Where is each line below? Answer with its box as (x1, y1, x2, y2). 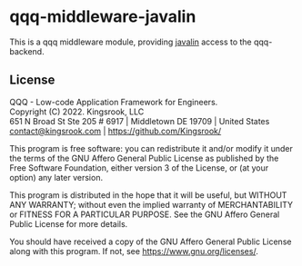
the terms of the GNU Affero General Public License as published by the (9, 153, 279, 163)
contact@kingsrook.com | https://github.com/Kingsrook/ (9, 125, 222, 136)
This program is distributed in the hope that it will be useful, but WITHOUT (9, 189, 287, 201)
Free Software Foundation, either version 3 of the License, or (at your (9, 162, 269, 173)
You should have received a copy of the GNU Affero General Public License (9, 236, 292, 247)
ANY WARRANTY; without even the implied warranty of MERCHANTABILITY (9, 199, 294, 210)
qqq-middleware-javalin (9, 6, 196, 27)
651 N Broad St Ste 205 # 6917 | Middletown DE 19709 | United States (9, 115, 270, 126)
